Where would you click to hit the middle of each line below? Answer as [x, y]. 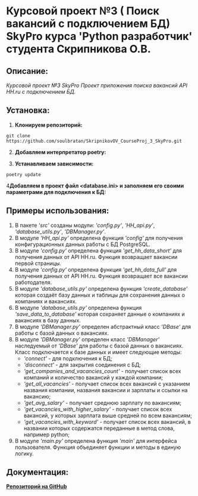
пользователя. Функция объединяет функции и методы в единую [98, 447]
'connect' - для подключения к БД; [68, 358]
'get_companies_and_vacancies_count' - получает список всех [102, 371]
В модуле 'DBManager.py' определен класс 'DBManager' [87, 339]
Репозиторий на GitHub [37, 486]
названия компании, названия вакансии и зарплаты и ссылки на [106, 390]
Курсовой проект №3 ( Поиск [83, 11]
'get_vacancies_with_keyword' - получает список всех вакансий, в [107, 421]
